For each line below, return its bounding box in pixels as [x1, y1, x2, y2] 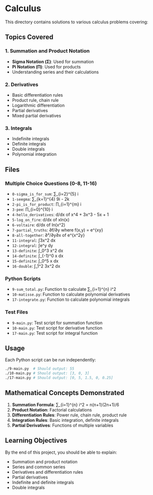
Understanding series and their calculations [12, 69, 99, 75]
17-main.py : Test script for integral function [12, 330, 98, 336]
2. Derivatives [5, 81, 39, 88]
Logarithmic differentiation [12, 102, 65, 108]
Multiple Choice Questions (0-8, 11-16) [5, 180, 97, 187]
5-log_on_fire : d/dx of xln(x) [12, 216, 70, 222]
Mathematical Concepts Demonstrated [5, 389, 125, 397]
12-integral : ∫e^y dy [12, 242, 53, 248]
